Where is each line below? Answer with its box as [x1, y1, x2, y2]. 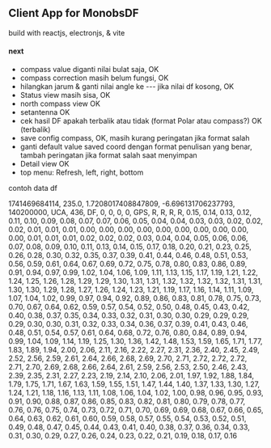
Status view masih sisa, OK [19, 91, 111, 100]
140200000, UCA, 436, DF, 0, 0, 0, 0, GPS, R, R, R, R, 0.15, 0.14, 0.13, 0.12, [8, 208, 252, 218]
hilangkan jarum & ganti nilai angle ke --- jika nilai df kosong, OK [19, 82, 235, 91]
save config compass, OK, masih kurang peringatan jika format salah [19, 133, 250, 143]
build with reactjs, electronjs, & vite [8, 27, 125, 37]
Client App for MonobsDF [8, 6, 139, 20]
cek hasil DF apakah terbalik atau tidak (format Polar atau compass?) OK [19, 116, 263, 126]
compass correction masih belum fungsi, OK [19, 73, 169, 83]
